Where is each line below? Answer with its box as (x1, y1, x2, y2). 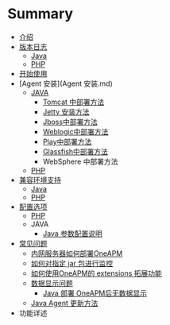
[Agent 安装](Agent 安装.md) (18, 79, 113, 88)
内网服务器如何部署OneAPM (30, 248, 123, 258)
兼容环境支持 (18, 175, 61, 184)
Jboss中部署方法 (42, 117, 99, 126)
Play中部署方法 (42, 137, 92, 146)
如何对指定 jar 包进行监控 (30, 258, 113, 268)
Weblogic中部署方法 (42, 126, 109, 136)
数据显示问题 (30, 278, 73, 288)
